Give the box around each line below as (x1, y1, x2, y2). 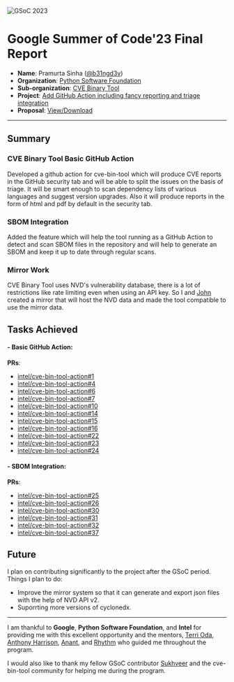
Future (7, 549, 37, 560)
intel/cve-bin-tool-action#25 (17, 491, 100, 500)
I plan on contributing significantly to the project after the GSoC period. (7, 567, 211, 576)
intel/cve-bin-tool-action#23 (17, 439, 100, 447)
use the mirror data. (7, 303, 64, 312)
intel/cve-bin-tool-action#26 (17, 499, 100, 507)
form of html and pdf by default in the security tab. (7, 199, 153, 208)
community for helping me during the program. (31, 666, 166, 674)
